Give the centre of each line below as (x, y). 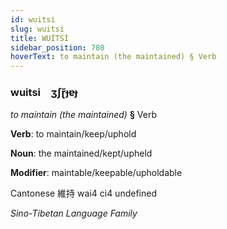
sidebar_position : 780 (57, 47)
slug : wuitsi (37, 29)
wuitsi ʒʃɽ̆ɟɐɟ (44, 93)
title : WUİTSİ (40, 38)
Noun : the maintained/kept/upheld (81, 153)
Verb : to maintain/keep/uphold (73, 134)
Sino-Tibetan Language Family (74, 213)
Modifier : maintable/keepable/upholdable (96, 173)
